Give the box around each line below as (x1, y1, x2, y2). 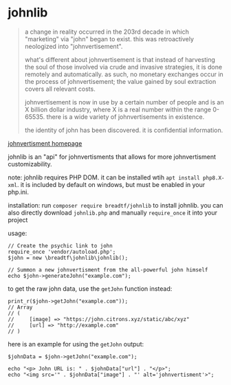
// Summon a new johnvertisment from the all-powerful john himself (8, 266, 208, 273)
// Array (8, 304, 33, 311)
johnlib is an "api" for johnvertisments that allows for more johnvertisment (8, 153, 216, 161)
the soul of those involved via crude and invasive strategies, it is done (24, 63, 223, 71)
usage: (8, 229, 27, 237)
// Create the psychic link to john (8, 242, 113, 249)
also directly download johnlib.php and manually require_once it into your (8, 208, 217, 217)
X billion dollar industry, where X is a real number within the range (24, 105, 212, 113)
